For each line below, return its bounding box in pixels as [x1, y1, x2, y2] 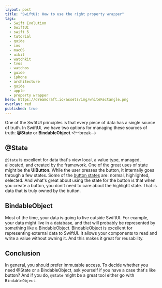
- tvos [9, 61, 23, 66]
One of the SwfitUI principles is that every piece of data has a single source [5, 119, 156, 125]
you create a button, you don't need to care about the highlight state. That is [5, 182, 157, 188]
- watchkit [9, 57, 31, 62]
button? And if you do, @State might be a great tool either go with [5, 272, 134, 278]
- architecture [9, 79, 40, 84]
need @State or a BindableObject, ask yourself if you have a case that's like [5, 267, 156, 273]
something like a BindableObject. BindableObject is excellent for [5, 225, 133, 231]
